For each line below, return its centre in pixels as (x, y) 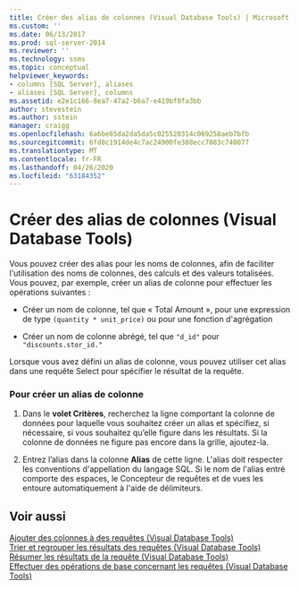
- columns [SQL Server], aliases (71, 84)
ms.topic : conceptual (50, 68)
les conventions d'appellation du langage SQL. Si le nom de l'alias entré (154, 469)
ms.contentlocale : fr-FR (55, 159)
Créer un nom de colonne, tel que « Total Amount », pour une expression (156, 310)
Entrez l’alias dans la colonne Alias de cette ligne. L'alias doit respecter (153, 460)
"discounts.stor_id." (62, 346)
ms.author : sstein (43, 117)
